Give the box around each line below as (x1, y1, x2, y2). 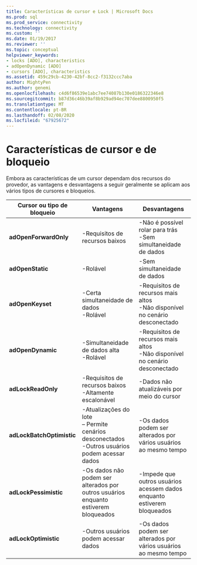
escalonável (81, 396, 116, 404)
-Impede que (138, 470, 176, 478)
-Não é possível (138, 218, 184, 226)
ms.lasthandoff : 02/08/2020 (6, 112, 75, 118)
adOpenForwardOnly (9, 233, 69, 241)
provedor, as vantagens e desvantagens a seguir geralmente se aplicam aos (6, 181, 191, 188)
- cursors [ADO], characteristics (6, 69, 91, 75)
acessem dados (138, 485, 183, 493)
